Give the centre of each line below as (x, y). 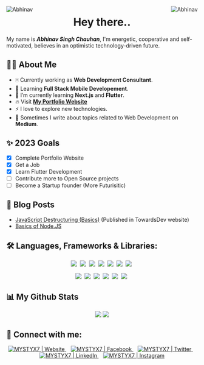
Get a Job (27, 165)
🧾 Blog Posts (30, 205)
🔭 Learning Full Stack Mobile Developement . (72, 88)
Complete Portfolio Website (49, 158)
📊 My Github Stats (42, 296)
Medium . (26, 124)
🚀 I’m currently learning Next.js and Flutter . (70, 95)
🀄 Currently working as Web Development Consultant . (84, 80)
